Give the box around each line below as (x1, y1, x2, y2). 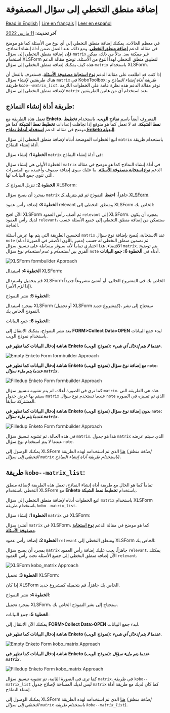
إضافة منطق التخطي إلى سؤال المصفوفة (6, 4, 158, 15)
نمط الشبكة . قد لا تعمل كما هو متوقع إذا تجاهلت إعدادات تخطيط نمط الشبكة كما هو (6, 121, 161, 127)
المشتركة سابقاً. (6, 398, 36, 404)
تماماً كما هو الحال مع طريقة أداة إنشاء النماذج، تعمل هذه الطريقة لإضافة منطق (6, 481, 153, 487)
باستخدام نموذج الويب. (6, 333, 48, 339)
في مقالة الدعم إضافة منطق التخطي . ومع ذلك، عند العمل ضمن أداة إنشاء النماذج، (6, 45, 158, 51)
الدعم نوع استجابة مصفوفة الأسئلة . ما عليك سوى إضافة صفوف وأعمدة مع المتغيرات (6, 166, 162, 173)
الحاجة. (6, 222, 19, 228)
